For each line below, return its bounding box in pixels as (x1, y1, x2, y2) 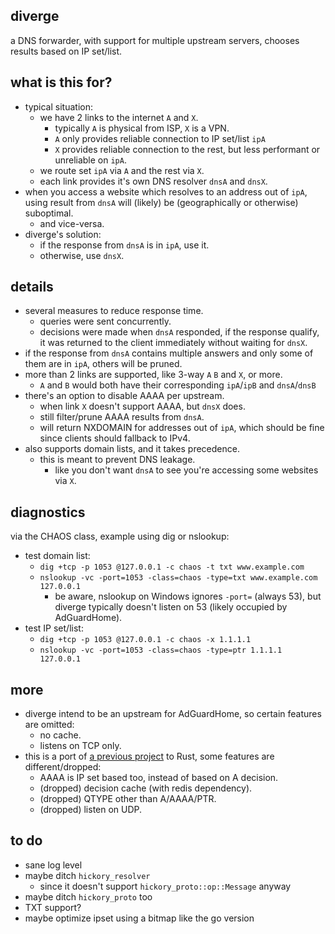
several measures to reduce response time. (24, 305, 204, 317)
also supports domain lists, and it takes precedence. (24, 443, 240, 455)
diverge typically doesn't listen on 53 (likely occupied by (54, 601, 288, 613)
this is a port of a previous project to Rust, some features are (24, 750, 275, 763)
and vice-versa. (39, 217, 105, 229)
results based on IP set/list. (10, 45, 123, 57)
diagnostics (10, 504, 86, 521)
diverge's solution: (24, 228, 102, 240)
